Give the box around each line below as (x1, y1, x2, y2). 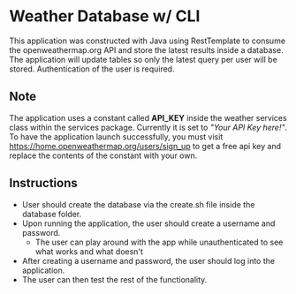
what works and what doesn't (34, 245, 144, 257)
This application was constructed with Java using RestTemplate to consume (9, 35, 285, 46)
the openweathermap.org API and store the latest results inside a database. (9, 44, 285, 55)
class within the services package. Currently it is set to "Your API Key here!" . (9, 122, 288, 132)
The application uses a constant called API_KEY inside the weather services (9, 112, 287, 123)
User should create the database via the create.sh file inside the (21, 199, 255, 209)
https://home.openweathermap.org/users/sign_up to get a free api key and (9, 140, 281, 151)
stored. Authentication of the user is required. (9, 64, 175, 74)
